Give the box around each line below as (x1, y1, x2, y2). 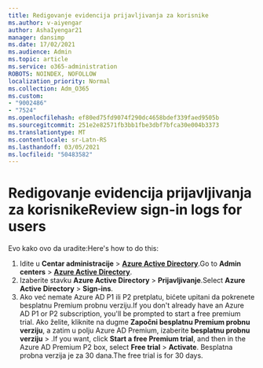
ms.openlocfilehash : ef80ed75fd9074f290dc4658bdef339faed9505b (8, 114, 220, 122)
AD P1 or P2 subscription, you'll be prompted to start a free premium (19, 309, 241, 318)
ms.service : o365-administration (8, 63, 118, 71)
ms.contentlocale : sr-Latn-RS (8, 135, 108, 144)
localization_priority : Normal (8, 77, 111, 85)
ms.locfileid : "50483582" (8, 150, 93, 158)
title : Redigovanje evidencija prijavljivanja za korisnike (8, 11, 210, 20)
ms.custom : (8, 92, 44, 100)
